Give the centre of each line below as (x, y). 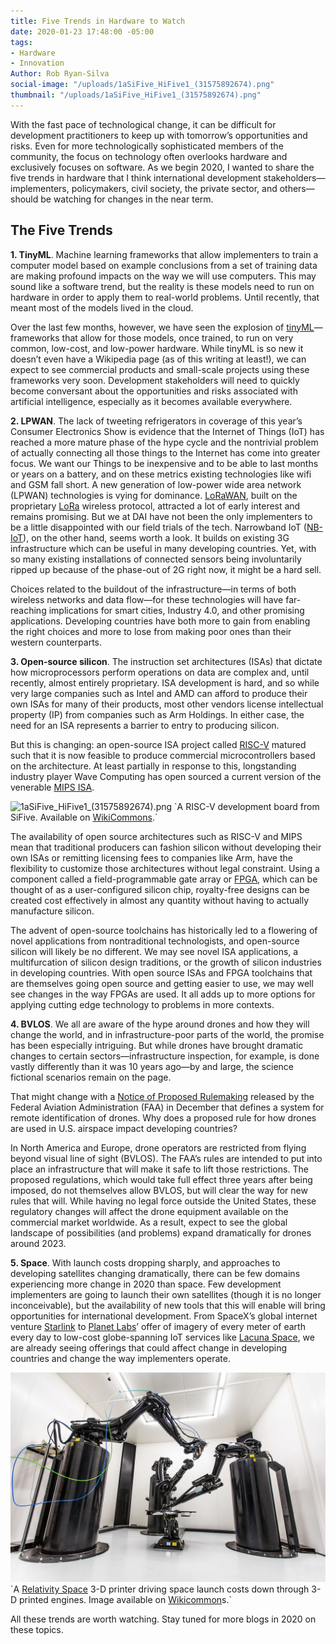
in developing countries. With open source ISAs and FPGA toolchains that (161, 972)
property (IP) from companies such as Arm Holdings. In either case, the (157, 714)
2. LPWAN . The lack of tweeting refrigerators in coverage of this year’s (156, 421)
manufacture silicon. (52, 911)
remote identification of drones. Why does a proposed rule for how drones (163, 1117)
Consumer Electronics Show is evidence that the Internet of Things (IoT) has (167, 431)
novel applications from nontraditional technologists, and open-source (155, 941)
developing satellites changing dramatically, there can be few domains (155, 1273)
